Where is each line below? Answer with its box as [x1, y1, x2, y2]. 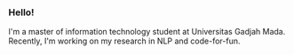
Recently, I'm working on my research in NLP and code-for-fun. [8, 35, 241, 46]
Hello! [8, 6, 35, 19]
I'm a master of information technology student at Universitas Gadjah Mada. [8, 27, 286, 37]
